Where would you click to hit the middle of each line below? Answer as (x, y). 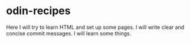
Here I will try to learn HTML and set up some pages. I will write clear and (95, 27)
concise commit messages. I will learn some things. (69, 33)
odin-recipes (38, 11)
